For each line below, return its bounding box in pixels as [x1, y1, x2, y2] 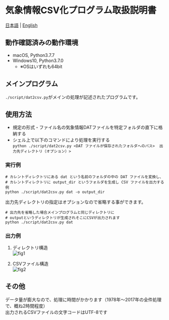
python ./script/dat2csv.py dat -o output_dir [5, 189, 105, 195]
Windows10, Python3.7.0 [12, 57, 64, 63]
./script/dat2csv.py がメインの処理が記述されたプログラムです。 [5, 94, 141, 100]
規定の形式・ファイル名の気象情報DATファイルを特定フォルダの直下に [12, 124, 158, 131]
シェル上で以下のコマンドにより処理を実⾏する [12, 137, 110, 143]
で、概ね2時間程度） [5, 303, 48, 309]
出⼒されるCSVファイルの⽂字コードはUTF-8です [5, 309, 107, 315]
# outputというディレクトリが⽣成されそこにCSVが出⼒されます [5, 215, 120, 220]
